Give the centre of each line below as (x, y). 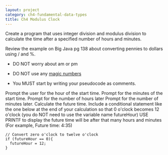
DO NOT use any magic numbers (47, 74)
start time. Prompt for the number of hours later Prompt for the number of (82, 98)
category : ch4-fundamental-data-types (46, 15)
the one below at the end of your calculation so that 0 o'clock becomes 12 (82, 110)
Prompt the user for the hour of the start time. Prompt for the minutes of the (84, 93)
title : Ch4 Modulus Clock (32, 19)
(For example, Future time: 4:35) (39, 125)
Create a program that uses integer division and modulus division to (76, 34)
